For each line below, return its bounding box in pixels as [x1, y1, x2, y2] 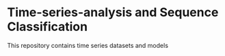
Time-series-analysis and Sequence [7, 5, 219, 20]
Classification [7, 19, 88, 34]
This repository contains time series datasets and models [7, 41, 169, 49]
